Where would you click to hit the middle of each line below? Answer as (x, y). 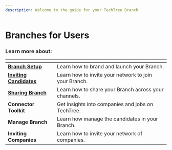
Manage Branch (28, 122)
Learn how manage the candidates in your (107, 119)
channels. (69, 96)
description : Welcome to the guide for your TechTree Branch (72, 10)
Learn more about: (29, 51)
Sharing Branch (27, 93)
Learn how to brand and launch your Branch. (111, 67)
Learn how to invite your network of (100, 134)
